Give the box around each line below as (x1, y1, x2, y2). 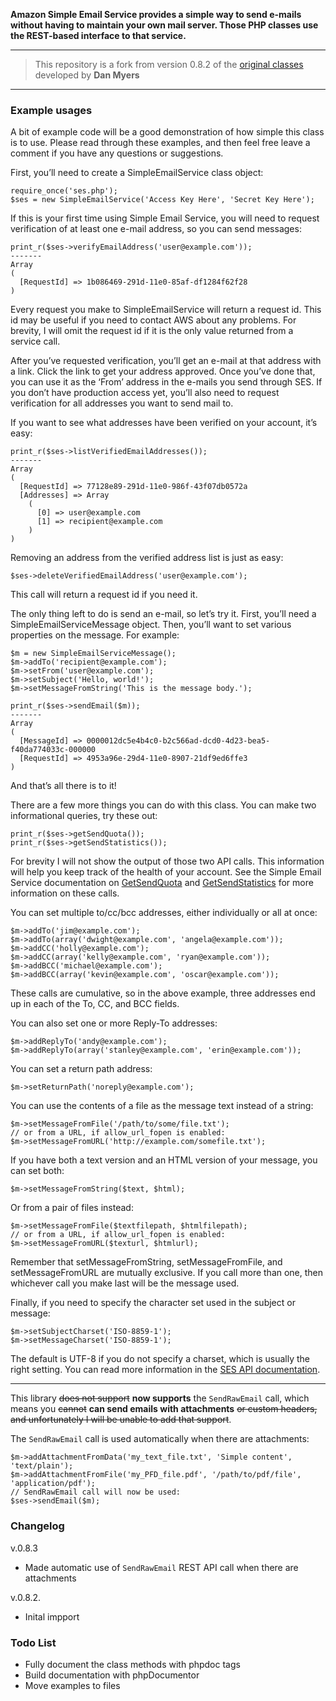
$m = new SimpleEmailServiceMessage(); (10, 649, 177, 659)
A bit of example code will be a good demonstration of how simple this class (10, 126, 325, 138)
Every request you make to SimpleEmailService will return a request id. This (10, 304, 322, 316)
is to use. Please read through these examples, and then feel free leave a (10, 137, 311, 149)
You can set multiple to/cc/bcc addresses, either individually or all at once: (10, 907, 318, 919)
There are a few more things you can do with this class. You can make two (10, 799, 317, 811)
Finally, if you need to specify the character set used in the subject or (10, 1297, 296, 1309)
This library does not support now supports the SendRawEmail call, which (10, 1392, 310, 1404)
